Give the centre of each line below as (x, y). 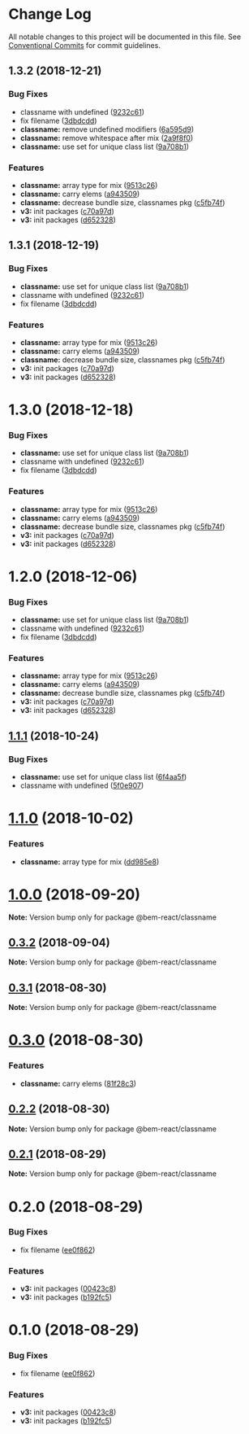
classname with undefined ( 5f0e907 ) (82, 785)
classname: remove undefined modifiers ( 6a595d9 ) (107, 129)
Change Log (50, 14)
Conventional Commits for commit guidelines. (84, 45)
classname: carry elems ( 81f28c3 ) (78, 1083)
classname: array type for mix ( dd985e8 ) (90, 861)
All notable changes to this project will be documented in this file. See (125, 37)
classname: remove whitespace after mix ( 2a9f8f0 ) (107, 138)
